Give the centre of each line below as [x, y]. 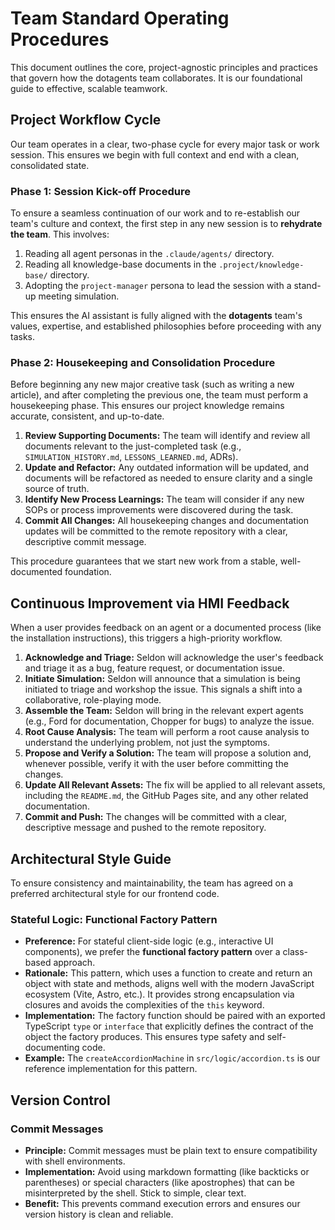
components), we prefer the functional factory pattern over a [152, 952]
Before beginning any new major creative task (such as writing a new [152, 384]
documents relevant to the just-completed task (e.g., [133, 446]
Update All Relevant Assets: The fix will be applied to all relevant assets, [175, 785]
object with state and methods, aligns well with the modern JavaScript [169, 984]
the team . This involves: [60, 234]
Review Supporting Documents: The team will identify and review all [167, 436]
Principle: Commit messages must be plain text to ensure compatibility [171, 1150]
